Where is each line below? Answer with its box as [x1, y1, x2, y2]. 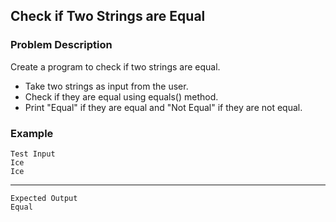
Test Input [10, 149, 56, 159]
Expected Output [10, 193, 78, 203]
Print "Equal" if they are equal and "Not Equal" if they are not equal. [24, 101, 303, 113]
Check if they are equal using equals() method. [24, 90, 219, 103]
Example [10, 126, 54, 140]
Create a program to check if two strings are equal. [10, 60, 221, 73]
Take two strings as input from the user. [24, 80, 189, 92]
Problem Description [10, 38, 113, 52]
